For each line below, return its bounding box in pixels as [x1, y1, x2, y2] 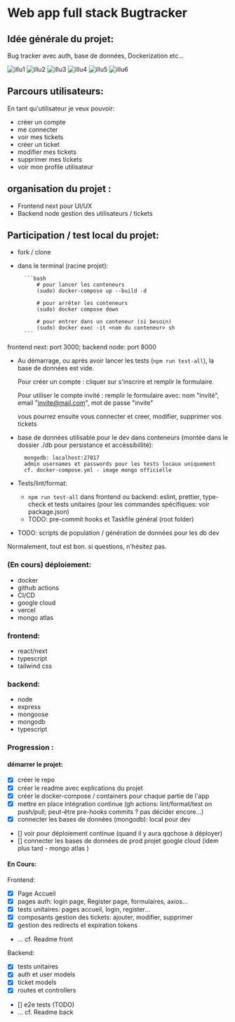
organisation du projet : [7, 183, 112, 195]
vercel [17, 606, 36, 614]
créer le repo [17, 775, 55, 784]
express [17, 703, 41, 711]
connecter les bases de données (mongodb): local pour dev [17, 815, 191, 823]
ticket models [17, 978, 57, 987]
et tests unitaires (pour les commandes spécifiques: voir [47, 500, 210, 509]
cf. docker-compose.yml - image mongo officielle [24, 467, 172, 474]
